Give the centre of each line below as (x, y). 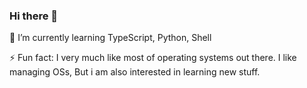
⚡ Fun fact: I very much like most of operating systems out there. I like (153, 58)
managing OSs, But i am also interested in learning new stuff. (135, 72)
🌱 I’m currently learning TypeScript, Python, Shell (110, 38)
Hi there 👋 (34, 16)
